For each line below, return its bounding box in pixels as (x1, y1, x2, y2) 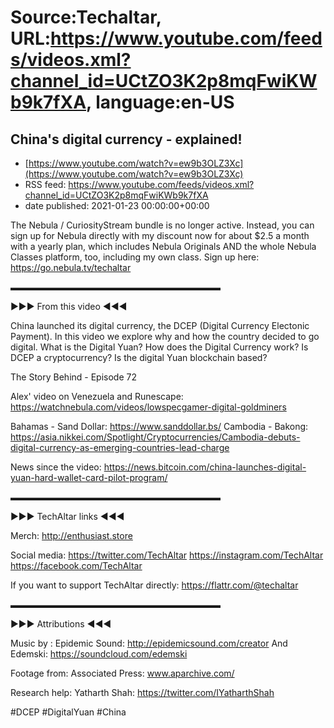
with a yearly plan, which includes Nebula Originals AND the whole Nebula (10, 241, 317, 252)
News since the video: (10, 461, 102, 473)
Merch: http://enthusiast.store (10, 530, 133, 541)
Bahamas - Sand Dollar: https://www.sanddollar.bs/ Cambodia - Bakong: (10, 421, 309, 432)
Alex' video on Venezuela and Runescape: (10, 391, 184, 402)
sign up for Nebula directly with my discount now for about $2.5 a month (10, 230, 310, 241)
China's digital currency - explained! (10, 131, 243, 148)
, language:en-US (86, 91, 235, 114)
